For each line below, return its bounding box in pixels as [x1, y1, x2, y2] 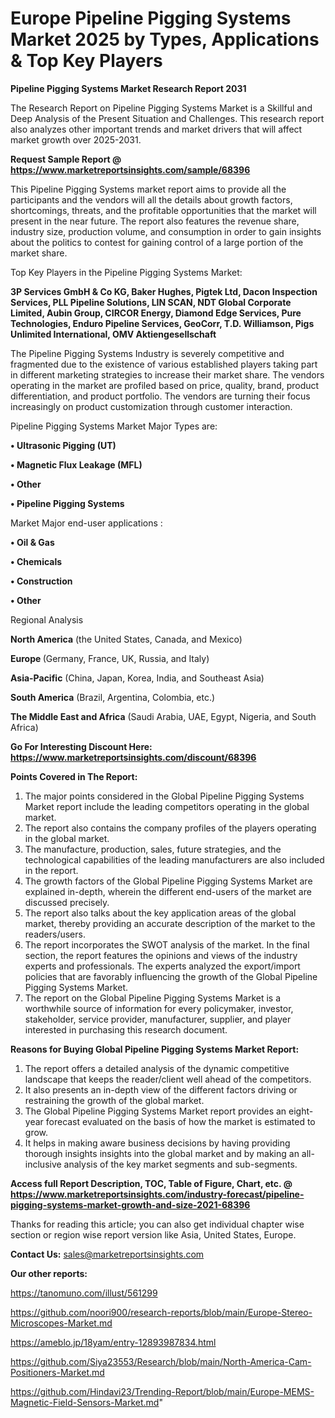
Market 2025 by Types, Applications [10, 28, 320, 51]
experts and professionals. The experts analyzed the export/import [24, 960, 301, 972]
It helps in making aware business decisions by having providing [24, 1137, 291, 1149]
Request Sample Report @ [10, 153, 122, 165]
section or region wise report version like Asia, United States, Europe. [10, 1228, 297, 1241]
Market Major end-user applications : [10, 517, 163, 529]
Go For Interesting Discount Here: [10, 740, 153, 752]
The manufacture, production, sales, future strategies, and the [24, 843, 282, 855]
